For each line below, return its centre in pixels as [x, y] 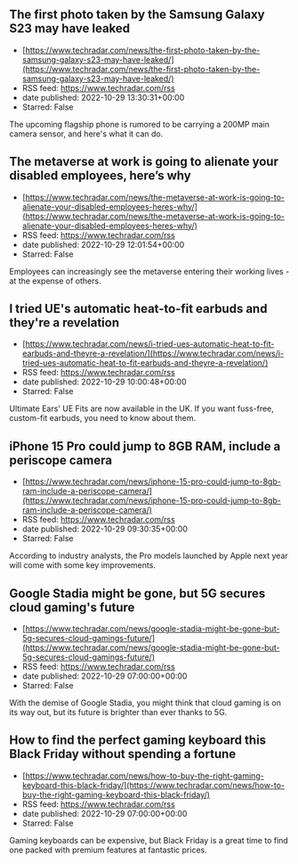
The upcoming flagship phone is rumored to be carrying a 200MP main [139, 124]
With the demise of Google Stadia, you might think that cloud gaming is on [145, 703]
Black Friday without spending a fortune [123, 754]
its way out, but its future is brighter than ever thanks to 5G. [118, 712]
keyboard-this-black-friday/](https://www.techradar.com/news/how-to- [153, 785]
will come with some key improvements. [82, 565]
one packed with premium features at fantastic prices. [108, 850]
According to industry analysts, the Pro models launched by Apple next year [149, 555]
